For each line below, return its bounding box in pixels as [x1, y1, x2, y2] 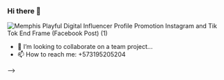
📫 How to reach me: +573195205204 [17, 50, 127, 59]
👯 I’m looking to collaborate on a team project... [17, 43, 153, 51]
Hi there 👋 [7, 6, 42, 16]
